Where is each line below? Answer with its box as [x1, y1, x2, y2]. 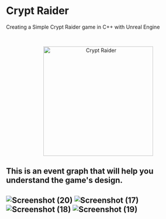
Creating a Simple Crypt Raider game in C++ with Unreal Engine [6, 23, 160, 30]
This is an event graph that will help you [6, 166, 154, 176]
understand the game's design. [6, 175, 123, 185]
